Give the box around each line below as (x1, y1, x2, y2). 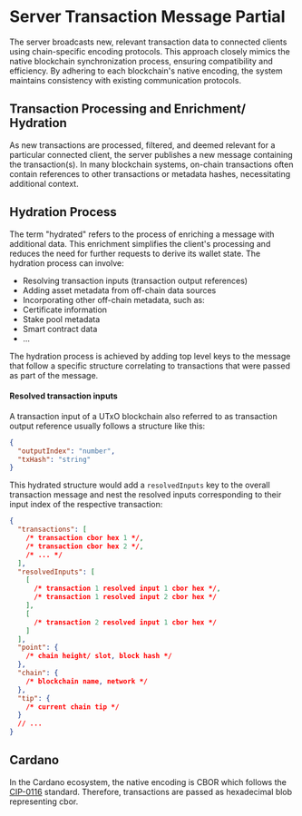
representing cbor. (9, 796, 79, 807)
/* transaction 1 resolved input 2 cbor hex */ (33, 593, 218, 602)
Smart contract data (22, 323, 98, 334)
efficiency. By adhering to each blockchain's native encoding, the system (9, 65, 283, 76)
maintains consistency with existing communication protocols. (9, 74, 242, 85)
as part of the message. (9, 369, 99, 380)
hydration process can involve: (9, 257, 124, 269)
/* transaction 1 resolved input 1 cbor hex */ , (33, 584, 221, 594)
